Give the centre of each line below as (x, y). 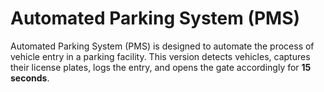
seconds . (30, 78)
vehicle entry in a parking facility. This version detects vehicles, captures (160, 56)
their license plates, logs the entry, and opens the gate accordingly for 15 (161, 67)
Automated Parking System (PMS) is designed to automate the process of (162, 46)
